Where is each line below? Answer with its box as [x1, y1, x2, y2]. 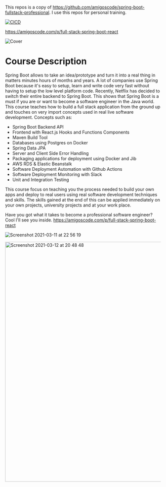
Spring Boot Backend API [12, 124, 64, 130]
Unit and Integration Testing [12, 176, 69, 183]
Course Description [5, 56, 87, 67]
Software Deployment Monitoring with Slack [12, 171, 102, 177]
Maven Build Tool [12, 134, 48, 140]
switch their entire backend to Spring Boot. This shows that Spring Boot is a [5, 93, 159, 99]
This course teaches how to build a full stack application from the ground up [5, 104, 161, 110]
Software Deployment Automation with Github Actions [12, 166, 123, 172]
